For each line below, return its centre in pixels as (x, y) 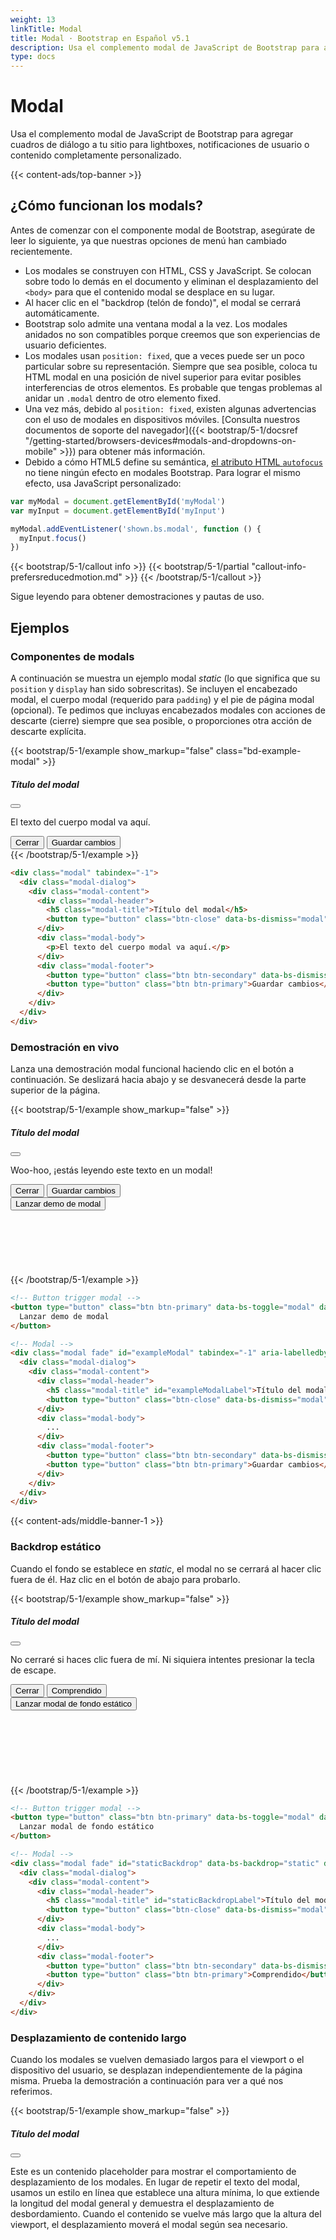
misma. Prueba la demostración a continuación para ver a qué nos (147, 2081)
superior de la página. (55, 1090)
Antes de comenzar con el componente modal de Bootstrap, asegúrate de (163, 230)
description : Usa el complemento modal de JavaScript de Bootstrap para (165, 47)
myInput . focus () (53, 538)
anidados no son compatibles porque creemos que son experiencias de (172, 334)
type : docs (33, 57)
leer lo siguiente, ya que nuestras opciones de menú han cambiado (148, 240)
